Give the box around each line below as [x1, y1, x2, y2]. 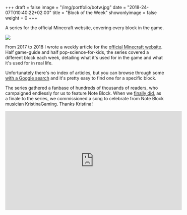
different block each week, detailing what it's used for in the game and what [5, 55, 163, 60]
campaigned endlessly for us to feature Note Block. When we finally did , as [5, 90, 162, 96]
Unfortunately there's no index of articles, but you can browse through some [5, 70, 164, 76]
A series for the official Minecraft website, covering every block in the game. [5, 25, 164, 31]
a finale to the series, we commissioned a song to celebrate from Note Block [5, 96, 164, 101]
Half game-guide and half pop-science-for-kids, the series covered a [5, 49, 149, 55]
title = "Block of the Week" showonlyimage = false [52, 10, 157, 16]
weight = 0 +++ [5, 15, 38, 21]
